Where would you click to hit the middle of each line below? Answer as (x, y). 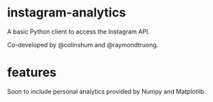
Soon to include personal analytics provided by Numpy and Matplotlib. (106, 91)
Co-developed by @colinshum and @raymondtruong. (83, 44)
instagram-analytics (67, 13)
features (32, 73)
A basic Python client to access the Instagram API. (78, 31)
